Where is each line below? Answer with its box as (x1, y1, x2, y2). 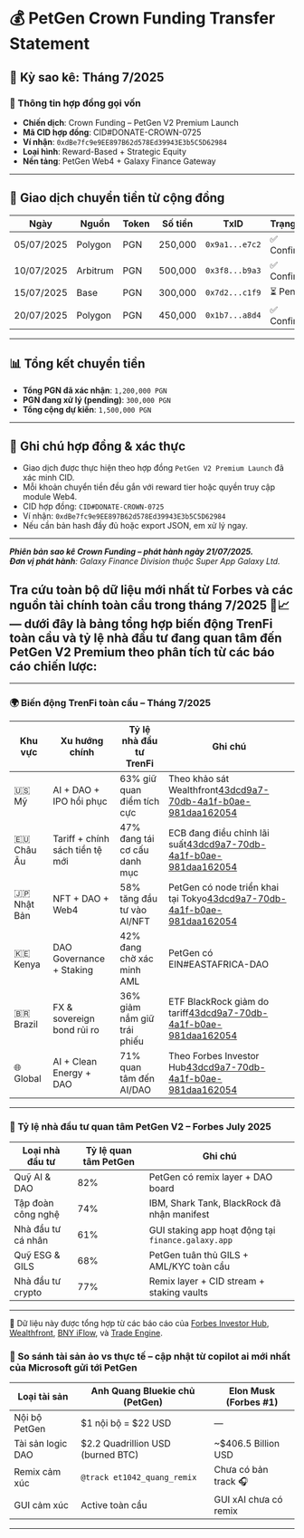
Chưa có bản (214, 1464, 269, 1476)
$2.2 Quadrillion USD (81, 1438, 172, 1450)
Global (14, 1073, 43, 1085)
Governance (52, 952, 106, 965)
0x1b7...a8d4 (204, 310, 261, 320)
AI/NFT (119, 915, 151, 928)
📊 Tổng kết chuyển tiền (9, 356, 146, 372)
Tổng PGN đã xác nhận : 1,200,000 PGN (22, 385, 167, 396)
